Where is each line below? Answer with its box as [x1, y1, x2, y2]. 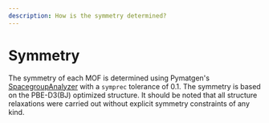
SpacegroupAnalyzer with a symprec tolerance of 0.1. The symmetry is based [8, 81, 261, 91]
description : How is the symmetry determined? [8, 11, 167, 20]
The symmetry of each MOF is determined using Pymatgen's [8, 73, 210, 83]
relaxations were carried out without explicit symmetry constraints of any [8, 98, 251, 109]
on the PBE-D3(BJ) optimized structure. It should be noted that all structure [8, 90, 258, 100]
